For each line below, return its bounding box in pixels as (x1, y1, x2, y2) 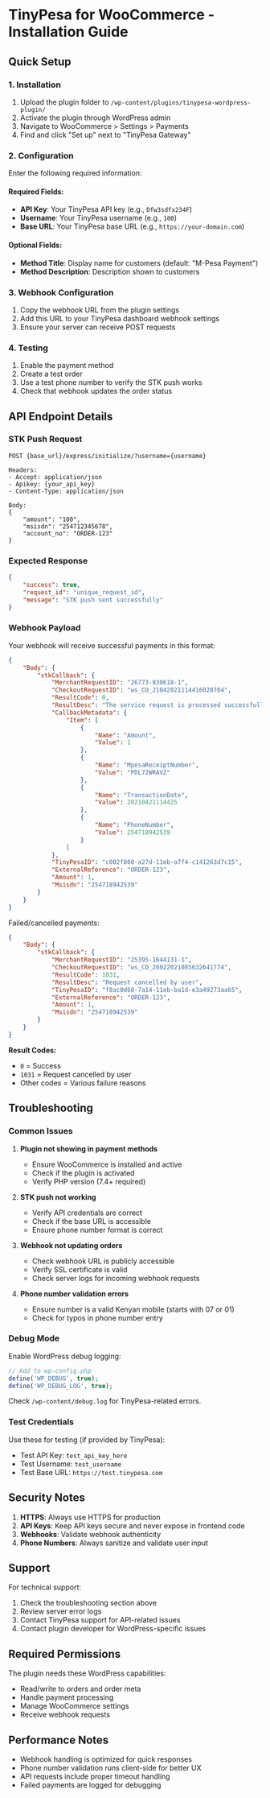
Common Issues (8, 1126, 74, 1137)
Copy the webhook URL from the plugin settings (19, 304, 179, 315)
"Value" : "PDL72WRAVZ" (94, 768, 171, 776)
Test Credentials (8, 1416, 75, 1428)
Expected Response (8, 555, 88, 566)
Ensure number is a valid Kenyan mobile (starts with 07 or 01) (31, 1304, 235, 1314)
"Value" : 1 (94, 738, 131, 746)
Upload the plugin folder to (19, 97, 109, 106)
